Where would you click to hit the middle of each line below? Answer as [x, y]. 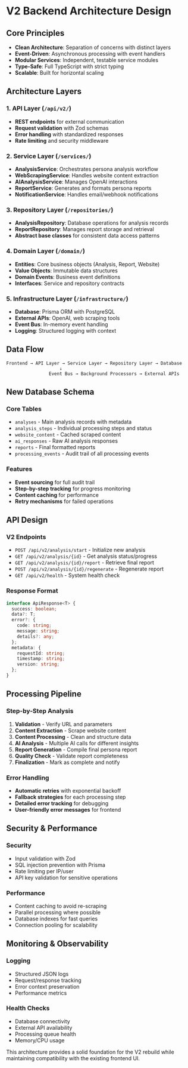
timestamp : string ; [41, 659]
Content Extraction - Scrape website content [70, 731]
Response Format [32, 591]
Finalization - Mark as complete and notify [67, 762]
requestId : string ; [41, 653]
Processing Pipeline [44, 694]
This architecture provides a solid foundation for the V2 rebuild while [90, 1052]
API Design [27, 520]
